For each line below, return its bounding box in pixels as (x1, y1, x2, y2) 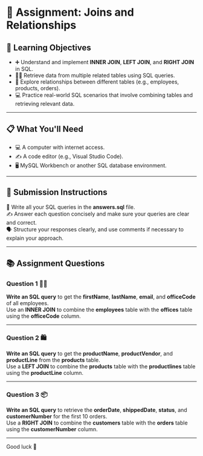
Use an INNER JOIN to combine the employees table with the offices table (6, 306, 193, 314)
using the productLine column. (6, 369, 83, 376)
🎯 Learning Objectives (6, 42, 92, 53)
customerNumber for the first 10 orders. (6, 412, 108, 420)
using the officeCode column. (6, 312, 82, 320)
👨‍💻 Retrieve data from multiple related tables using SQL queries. (14, 72, 175, 79)
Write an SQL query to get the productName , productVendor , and (6, 349, 173, 357)
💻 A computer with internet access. (14, 144, 105, 151)
